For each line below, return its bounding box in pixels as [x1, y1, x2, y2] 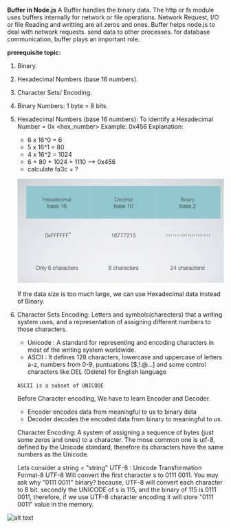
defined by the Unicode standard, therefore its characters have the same [16, 443, 223, 452]
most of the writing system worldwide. [27, 346, 136, 354]
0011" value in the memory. [16, 500, 94, 509]
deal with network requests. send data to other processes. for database [7, 28, 210, 36]
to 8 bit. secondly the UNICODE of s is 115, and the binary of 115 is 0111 [16, 485, 217, 494]
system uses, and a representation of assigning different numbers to [16, 318, 211, 326]
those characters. [16, 325, 67, 333]
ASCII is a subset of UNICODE [16, 382, 104, 390]
